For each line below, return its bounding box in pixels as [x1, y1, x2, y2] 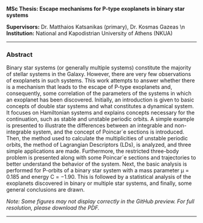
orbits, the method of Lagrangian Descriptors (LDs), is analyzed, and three [6, 141, 192, 149]
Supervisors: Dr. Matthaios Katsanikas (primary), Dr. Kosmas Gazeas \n [6, 24, 185, 30]
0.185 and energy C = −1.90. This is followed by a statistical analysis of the [6, 173, 192, 181]
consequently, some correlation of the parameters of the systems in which [6, 90, 192, 97]
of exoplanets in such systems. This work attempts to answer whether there [6, 77, 195, 84]
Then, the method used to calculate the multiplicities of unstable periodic [6, 135, 188, 142]
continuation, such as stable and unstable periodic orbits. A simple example [6, 115, 195, 123]
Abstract [6, 50, 33, 59]
